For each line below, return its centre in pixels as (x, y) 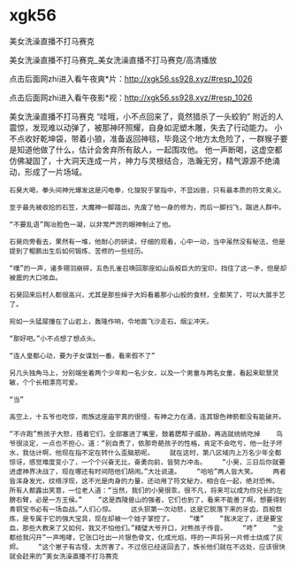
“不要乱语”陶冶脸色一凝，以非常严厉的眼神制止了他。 (92, 224)
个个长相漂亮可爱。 (52, 382)
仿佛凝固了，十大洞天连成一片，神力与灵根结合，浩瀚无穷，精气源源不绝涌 (145, 160)
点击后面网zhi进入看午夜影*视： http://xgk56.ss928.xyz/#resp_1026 (131, 97)
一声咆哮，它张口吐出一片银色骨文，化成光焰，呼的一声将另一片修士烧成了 (161, 537)
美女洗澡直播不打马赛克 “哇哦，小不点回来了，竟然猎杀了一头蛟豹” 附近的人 (147, 116)
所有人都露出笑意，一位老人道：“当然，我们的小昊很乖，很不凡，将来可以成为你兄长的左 (146, 490)
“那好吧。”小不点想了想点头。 (54, 339)
